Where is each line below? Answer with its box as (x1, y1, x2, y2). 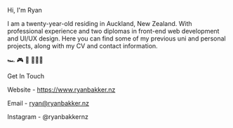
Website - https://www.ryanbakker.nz (7, 85, 116, 94)
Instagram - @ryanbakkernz (7, 113, 89, 121)
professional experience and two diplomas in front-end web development (7, 27, 220, 35)
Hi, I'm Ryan (7, 6, 42, 14)
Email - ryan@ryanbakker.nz (7, 99, 90, 107)
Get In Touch (7, 72, 44, 80)
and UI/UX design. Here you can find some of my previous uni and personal (7, 34, 226, 43)
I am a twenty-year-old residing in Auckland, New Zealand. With (7, 20, 192, 27)
